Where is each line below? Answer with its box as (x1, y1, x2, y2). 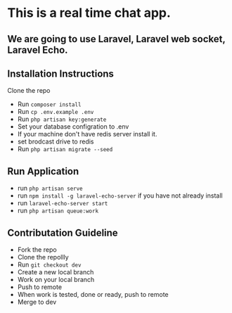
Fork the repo (17, 245, 58, 254)
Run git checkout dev (17, 260, 82, 269)
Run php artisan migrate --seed (17, 145, 113, 153)
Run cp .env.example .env (17, 108, 94, 116)
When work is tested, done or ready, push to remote (17, 290, 169, 299)
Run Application (7, 165, 79, 177)
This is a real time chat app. (7, 5, 171, 21)
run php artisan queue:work (17, 206, 99, 215)
